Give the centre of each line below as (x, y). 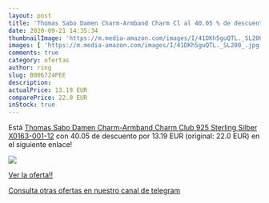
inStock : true (32, 105)
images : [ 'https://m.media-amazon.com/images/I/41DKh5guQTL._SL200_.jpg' (136, 46)
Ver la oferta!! (31, 175)
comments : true (34, 53)
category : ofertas (39, 61)
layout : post (30, 16)
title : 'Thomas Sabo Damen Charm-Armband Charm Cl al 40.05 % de (119, 23)
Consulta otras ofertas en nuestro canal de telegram (94, 191)
